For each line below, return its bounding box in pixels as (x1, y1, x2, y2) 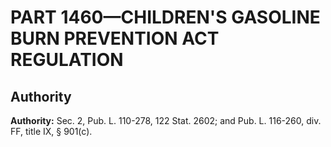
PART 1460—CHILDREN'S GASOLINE (10, 6, 321, 29)
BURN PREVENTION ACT (10, 27, 220, 50)
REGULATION (10, 49, 124, 71)
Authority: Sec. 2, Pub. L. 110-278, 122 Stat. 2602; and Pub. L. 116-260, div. (10, 115, 322, 126)
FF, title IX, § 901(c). (10, 126, 93, 137)
